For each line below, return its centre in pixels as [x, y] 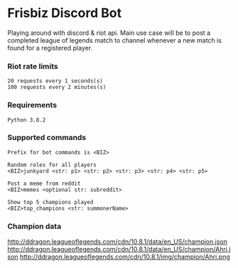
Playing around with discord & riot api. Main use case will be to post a [109, 33]
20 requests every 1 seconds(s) [55, 81]
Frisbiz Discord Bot [65, 13]
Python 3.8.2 [27, 120]
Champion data [34, 226]
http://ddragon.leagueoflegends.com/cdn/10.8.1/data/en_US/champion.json [118, 242]
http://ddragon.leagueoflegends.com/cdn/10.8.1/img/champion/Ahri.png [125, 257]
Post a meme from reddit [44, 183]
